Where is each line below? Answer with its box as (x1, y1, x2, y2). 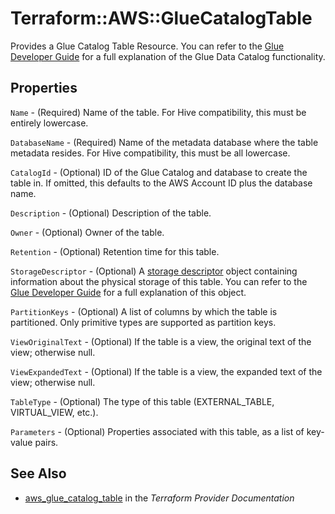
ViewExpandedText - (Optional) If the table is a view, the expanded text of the (10, 365, 323, 377)
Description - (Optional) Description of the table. (10, 207, 212, 219)
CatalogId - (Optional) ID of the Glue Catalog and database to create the (10, 166, 308, 178)
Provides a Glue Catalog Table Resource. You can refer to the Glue (10, 40, 285, 52)
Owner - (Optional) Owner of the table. (10, 226, 165, 238)
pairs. (34, 436, 59, 448)
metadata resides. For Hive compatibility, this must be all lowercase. (10, 147, 291, 159)
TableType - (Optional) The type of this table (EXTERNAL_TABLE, (10, 395, 275, 407)
